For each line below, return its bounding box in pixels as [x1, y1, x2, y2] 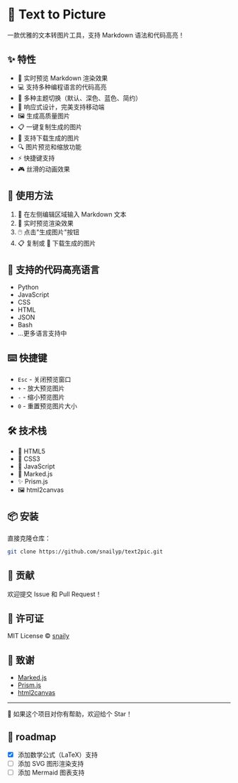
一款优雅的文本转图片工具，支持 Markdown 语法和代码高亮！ [7, 31, 185, 39]
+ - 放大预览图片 [17, 384, 65, 393]
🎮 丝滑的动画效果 [17, 165, 71, 173]
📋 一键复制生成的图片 [17, 122, 83, 131]
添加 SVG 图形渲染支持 [17, 760, 84, 767]
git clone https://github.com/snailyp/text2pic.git [7, 548, 163, 555]
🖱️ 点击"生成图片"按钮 [17, 227, 80, 236]
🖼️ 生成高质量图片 [17, 111, 70, 120]
